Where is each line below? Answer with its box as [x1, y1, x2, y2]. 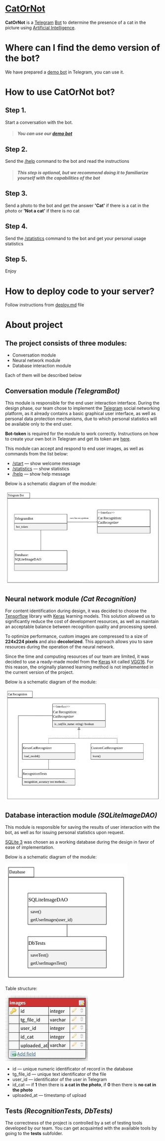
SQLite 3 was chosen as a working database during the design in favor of [5, 839, 155, 845]
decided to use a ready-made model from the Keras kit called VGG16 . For [5, 659, 154, 665]
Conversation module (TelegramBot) [5, 387, 120, 395]
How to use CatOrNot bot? [5, 86, 115, 98]
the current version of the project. [5, 669, 74, 675]
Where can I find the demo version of [5, 42, 161, 54]
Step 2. [5, 145, 28, 153]
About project [5, 319, 63, 331]
